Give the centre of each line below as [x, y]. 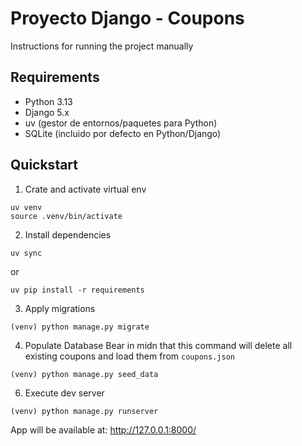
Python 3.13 [48, 101]
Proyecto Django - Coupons [127, 18]
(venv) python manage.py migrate [80, 327]
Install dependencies [68, 234]
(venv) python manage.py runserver [84, 411]
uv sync [26, 253]
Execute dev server [64, 393]
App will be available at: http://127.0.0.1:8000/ [103, 429]
